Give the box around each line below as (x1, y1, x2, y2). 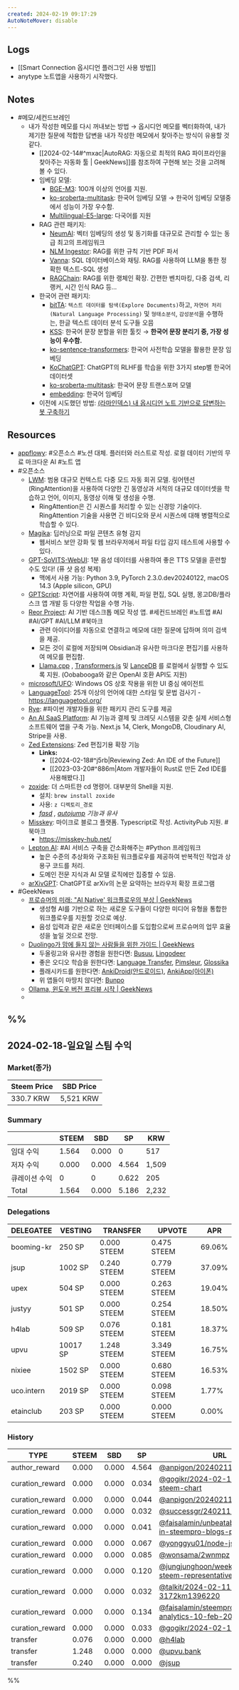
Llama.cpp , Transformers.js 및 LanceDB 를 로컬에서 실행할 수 (38, 661, 216, 669)
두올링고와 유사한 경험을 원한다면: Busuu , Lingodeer (38, 948, 186, 957)
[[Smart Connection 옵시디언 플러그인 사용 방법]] (17, 64, 156, 72)
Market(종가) (7, 1063, 52, 1073)
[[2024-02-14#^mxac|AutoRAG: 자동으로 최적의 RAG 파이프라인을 (38, 149, 227, 158)
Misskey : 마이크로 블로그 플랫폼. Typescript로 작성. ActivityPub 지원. (28, 818, 223, 826)
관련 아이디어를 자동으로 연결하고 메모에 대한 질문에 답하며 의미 (38, 625, 214, 634)
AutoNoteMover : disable (7, 17, 78, 24)
